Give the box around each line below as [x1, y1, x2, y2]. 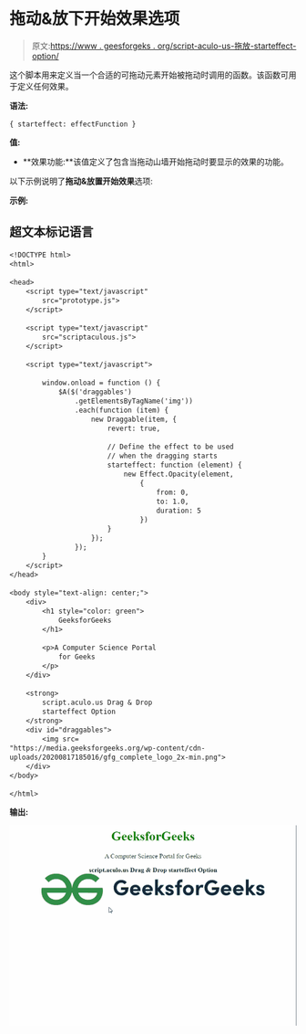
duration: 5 [156, 506, 202, 515]
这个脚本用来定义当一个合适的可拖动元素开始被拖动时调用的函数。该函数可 [9, 69, 289, 80]
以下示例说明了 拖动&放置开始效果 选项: [9, 175, 153, 186]
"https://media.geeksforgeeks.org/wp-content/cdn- [9, 744, 206, 753]
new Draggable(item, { [90, 415, 178, 424]
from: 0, [156, 488, 189, 497]
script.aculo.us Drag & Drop [42, 698, 153, 707]
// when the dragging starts [107, 451, 219, 460]
